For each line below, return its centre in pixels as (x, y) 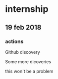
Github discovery (23, 52)
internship (27, 9)
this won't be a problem (29, 71)
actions (14, 41)
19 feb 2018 (23, 27)
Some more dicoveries (28, 61)
